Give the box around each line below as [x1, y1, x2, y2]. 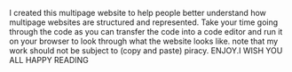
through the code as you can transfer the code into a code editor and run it [9, 27, 283, 36]
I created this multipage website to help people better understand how [9, 8, 266, 18]
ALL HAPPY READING [9, 55, 89, 65]
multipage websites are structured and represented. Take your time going [9, 17, 279, 28]
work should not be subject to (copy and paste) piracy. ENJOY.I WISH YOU [9, 45, 283, 56]
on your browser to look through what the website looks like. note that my [9, 36, 279, 46]
